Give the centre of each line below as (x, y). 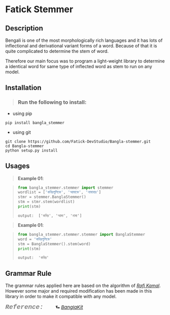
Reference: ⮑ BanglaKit (44, 307)
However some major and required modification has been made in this (79, 291)
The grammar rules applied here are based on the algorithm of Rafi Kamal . (83, 285)
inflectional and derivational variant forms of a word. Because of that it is (81, 46)
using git (22, 132)
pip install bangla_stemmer (35, 123)
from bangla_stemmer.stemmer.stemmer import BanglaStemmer (81, 234)
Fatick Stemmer (39, 9)
